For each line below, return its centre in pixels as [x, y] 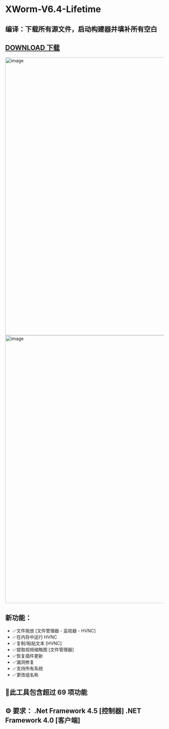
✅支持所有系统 [28, 669]
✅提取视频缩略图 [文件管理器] [43, 650]
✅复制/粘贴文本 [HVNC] [37, 643]
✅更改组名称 [25, 675]
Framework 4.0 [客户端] [43, 720]
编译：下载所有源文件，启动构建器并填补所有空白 [81, 29]
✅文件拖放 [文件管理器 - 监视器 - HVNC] [54, 631]
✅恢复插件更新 [28, 656]
